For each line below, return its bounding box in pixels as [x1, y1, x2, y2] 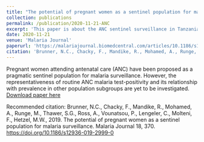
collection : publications [6, 15, 72, 21]
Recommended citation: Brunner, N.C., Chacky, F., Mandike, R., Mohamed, [6, 103, 192, 110]
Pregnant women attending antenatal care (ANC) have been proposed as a [6, 65, 193, 73]
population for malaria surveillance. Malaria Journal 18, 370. [6, 122, 156, 130]
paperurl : [6, 43, 32, 49]
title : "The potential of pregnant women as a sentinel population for [6, 9, 191, 15]
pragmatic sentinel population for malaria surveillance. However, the [6, 71, 177, 79]
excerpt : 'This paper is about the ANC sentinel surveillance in [6, 26, 175, 32]
